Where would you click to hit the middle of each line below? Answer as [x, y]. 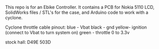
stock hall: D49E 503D [28, 42]
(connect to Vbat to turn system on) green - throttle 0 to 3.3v [68, 32]
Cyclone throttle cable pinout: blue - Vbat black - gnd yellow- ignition [76, 27]
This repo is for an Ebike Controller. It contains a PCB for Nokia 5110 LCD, [80, 7]
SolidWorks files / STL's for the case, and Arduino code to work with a [77, 12]
